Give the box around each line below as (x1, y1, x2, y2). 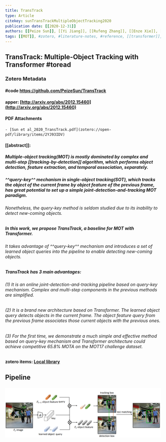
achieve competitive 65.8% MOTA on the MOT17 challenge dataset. (5, 343, 143, 349)
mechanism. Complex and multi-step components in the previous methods (5, 286, 157, 292)
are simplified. (5, 292, 35, 298)
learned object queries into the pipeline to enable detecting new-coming (5, 248, 153, 254)
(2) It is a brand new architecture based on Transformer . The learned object (5, 307, 160, 313)
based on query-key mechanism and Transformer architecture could (5, 338, 145, 344)
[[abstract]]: (5, 142, 31, 148)
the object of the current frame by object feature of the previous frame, (5, 182, 155, 188)
